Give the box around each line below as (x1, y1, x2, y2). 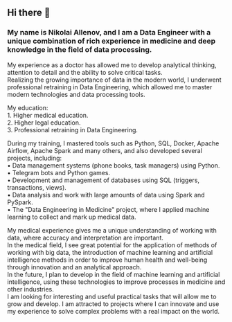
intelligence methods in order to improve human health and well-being (7, 256, 208, 264)
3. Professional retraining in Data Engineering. (7, 125, 139, 134)
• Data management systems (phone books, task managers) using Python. (7, 161, 220, 170)
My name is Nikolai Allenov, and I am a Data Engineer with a (7, 28, 211, 37)
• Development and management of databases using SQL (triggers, (7, 176, 199, 184)
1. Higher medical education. (7, 111, 89, 119)
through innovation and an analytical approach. (7, 262, 142, 271)
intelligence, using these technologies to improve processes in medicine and (7, 278, 226, 286)
